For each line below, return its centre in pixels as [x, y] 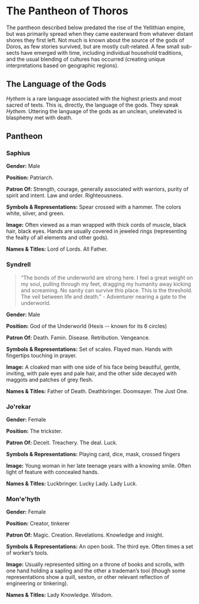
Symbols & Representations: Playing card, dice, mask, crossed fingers [93, 454]
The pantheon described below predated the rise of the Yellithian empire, [96, 27]
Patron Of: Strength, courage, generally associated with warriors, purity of [97, 189]
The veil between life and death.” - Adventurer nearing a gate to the [103, 297]
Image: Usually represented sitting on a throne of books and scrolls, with [95, 565]
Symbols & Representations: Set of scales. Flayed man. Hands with [89, 349]
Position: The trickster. [34, 431]
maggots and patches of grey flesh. [50, 379]
